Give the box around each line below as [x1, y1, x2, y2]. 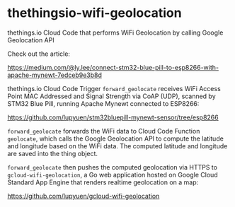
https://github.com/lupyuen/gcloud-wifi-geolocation [7, 191, 160, 200]
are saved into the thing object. [7, 149, 98, 158]
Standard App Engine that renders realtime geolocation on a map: [7, 178, 199, 187]
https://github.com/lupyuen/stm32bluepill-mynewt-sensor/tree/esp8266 [7, 113, 219, 122]
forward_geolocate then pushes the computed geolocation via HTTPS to [7, 162, 218, 171]
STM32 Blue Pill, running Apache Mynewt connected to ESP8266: [7, 99, 200, 107]
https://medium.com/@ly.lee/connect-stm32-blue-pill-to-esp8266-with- [7, 63, 219, 71]
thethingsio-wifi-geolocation [7, 5, 182, 21]
